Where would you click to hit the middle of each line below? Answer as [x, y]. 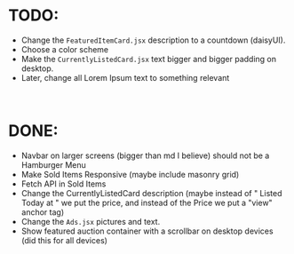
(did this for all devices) [64, 240]
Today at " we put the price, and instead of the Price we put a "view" [147, 202]
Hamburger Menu [53, 164]
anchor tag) [43, 212]
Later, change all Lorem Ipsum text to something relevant [125, 77]
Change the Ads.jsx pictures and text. [91, 221]
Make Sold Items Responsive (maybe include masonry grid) [130, 174]
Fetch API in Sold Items [64, 184]
